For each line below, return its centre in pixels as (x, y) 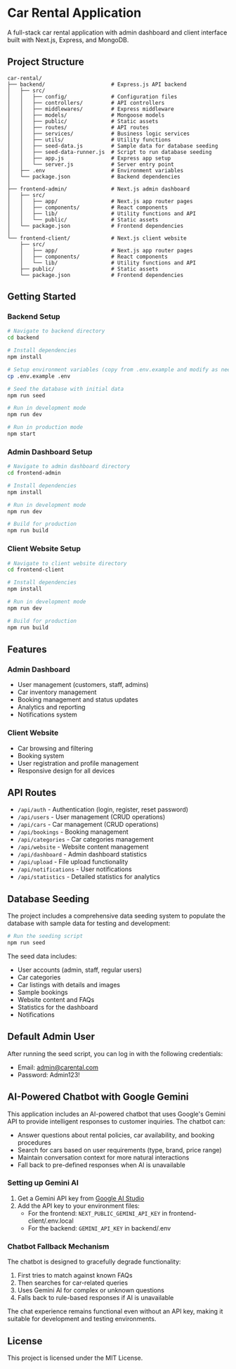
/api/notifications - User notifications (74, 869)
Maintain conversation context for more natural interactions (103, 1157)
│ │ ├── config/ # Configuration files (92, 96)
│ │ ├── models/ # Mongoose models (86, 115)
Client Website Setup (44, 548)
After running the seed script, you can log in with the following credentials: (115, 1053)
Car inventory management (57, 692)
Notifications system (47, 714)
